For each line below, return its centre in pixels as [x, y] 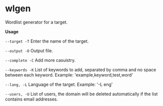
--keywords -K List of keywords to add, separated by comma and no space [81, 70]
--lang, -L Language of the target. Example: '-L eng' [59, 84]
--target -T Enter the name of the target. [47, 41]
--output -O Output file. [29, 51]
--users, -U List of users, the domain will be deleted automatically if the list [81, 94]
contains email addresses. [31, 99]
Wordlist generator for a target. [36, 22]
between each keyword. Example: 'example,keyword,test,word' [69, 75]
